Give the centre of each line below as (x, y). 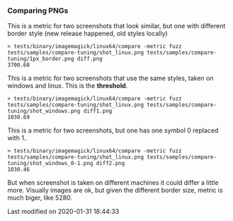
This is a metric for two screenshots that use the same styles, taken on (110, 78)
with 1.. (18, 138)
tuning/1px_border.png (41, 59)
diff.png (90, 59)
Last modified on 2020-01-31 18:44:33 (63, 212)
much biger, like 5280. (40, 198)
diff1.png (98, 111)
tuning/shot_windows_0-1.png (50, 164)
